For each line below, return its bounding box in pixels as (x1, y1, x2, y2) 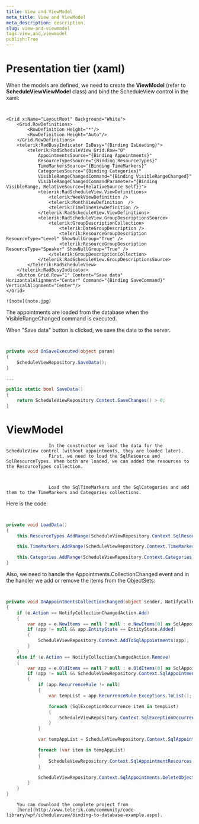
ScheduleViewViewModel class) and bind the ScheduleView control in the (6, 87, 188, 95)
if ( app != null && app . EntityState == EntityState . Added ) (27, 627, 176, 633)
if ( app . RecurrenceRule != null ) (37, 682, 120, 688)
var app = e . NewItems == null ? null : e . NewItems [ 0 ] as (27, 621, 171, 627)
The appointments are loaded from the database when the (6, 309, 149, 316)
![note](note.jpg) (6, 298, 52, 304)
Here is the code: (6, 500, 49, 507)
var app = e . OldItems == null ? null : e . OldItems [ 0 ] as (27, 665, 171, 671)
